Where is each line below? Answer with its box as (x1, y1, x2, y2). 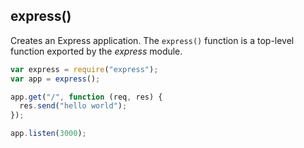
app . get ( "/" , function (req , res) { (10, 92, 163, 102)
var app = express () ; (10, 74, 101, 84)
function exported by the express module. (10, 45, 183, 57)
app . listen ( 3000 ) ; (10, 129, 87, 139)
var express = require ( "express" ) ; (10, 64, 159, 74)
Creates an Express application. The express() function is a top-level (10, 34, 295, 46)
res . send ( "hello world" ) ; (19, 101, 128, 111)
